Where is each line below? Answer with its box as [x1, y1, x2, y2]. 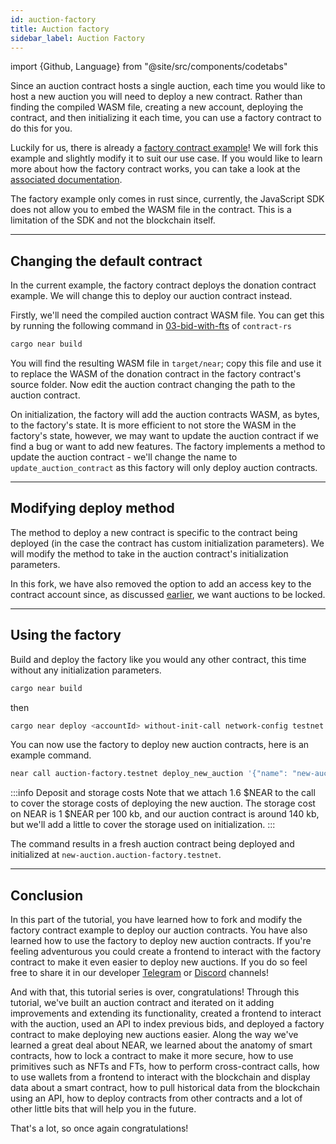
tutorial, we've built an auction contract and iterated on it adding [10, 997, 275, 1009]
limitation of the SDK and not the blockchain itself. [10, 214, 216, 226]
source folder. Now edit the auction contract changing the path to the [10, 379, 296, 391]
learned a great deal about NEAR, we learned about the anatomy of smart [10, 1039, 313, 1051]
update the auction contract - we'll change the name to [10, 451, 238, 463]
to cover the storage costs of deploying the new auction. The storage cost [10, 797, 316, 810]
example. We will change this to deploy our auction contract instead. [10, 290, 293, 302]
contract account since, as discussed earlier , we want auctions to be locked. [10, 588, 326, 600]
